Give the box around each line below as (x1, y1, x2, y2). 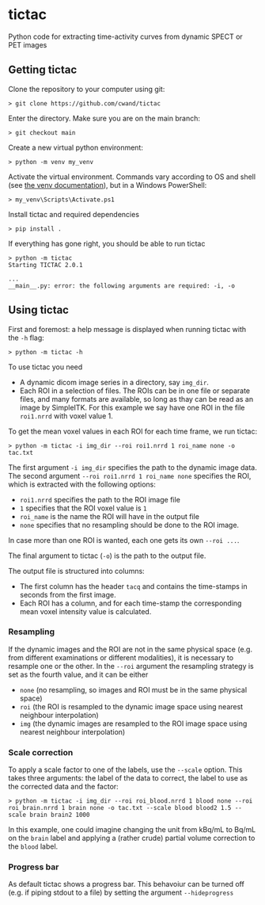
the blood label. (8, 842, 59, 851)
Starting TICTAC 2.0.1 (8, 261, 83, 269)
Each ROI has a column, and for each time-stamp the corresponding (19, 598, 242, 608)
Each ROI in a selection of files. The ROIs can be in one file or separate (19, 386, 251, 395)
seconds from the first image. (19, 590, 116, 599)
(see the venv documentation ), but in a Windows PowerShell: (8, 180, 207, 189)
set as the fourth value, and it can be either (8, 670, 149, 679)
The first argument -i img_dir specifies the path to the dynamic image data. (8, 462, 257, 472)
